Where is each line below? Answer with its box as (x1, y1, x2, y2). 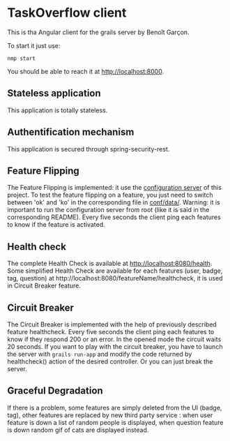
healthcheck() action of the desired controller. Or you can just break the (7, 357, 213, 366)
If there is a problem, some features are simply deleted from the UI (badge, (7, 403, 222, 412)
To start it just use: (7, 41, 61, 50)
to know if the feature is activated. (7, 221, 106, 229)
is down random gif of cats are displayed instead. (7, 426, 149, 434)
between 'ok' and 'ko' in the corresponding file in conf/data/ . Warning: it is (7, 198, 221, 207)
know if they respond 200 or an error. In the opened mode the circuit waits (7, 335, 222, 343)
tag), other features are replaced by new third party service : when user (7, 410, 213, 419)
